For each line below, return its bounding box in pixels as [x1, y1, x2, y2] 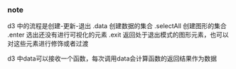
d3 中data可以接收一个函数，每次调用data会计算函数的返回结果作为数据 [7, 54, 218, 63]
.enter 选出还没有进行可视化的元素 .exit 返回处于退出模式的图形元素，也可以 [7, 30, 229, 39]
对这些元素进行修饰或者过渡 [7, 39, 89, 48]
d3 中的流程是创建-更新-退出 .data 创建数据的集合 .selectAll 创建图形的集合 [7, 22, 227, 30]
